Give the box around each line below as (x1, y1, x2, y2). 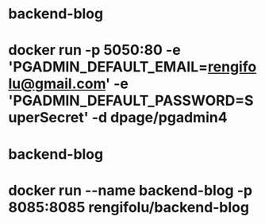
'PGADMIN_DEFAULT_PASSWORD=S (8, 92, 254, 110)
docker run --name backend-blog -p (8, 181, 252, 199)
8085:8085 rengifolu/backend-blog (8, 198, 250, 216)
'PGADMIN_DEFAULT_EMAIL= (8, 58, 209, 76)
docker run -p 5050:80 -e (8, 41, 181, 60)
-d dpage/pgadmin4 (91, 109, 228, 127)
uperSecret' (8, 109, 89, 127)
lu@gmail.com (8, 75, 106, 93)
